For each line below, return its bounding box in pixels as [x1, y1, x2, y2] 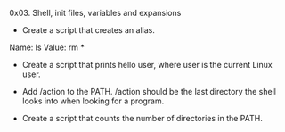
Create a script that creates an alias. [21, 25, 156, 35]
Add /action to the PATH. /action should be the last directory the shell [21, 87, 276, 96]
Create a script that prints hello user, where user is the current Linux [21, 60, 273, 70]
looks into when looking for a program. [21, 95, 165, 106]
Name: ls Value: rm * [9, 42, 85, 53]
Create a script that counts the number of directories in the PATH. [21, 113, 263, 123]
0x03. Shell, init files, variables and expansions [9, 8, 182, 18]
